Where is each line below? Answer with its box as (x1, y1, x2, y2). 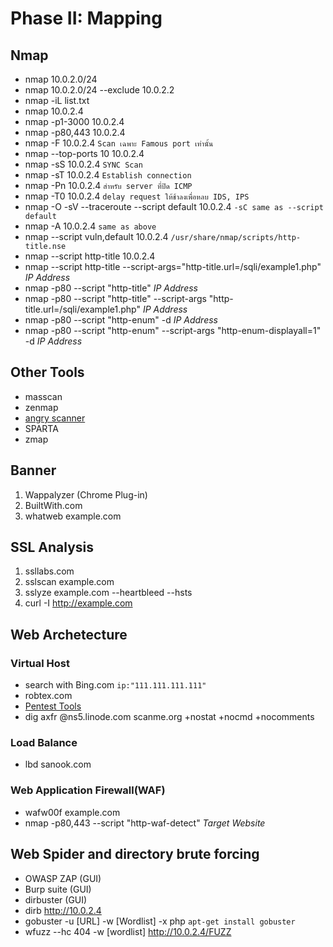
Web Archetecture (10, 626, 128, 643)
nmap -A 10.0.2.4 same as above (24, 220, 157, 232)
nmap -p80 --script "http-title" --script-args (24, 293, 207, 304)
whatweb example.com (24, 510, 122, 522)
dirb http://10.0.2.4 (24, 904, 102, 916)
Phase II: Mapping (10, 7, 163, 30)
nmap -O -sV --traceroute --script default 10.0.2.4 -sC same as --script (24, 201, 324, 212)
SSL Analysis (10, 539, 95, 556)
